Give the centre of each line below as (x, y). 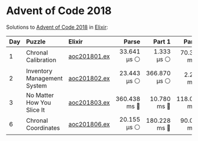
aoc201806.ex (89, 125)
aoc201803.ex (89, 102)
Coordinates (43, 128)
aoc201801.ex (89, 56)
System (37, 85)
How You (39, 102)
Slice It (36, 110)
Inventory (39, 70)
